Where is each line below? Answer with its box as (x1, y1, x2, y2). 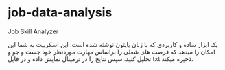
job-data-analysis (8, 5, 113, 20)
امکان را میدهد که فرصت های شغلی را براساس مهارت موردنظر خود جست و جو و (8, 48, 215, 56)
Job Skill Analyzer (8, 27, 59, 35)
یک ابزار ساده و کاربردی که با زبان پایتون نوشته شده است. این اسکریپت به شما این (8, 40, 218, 48)
